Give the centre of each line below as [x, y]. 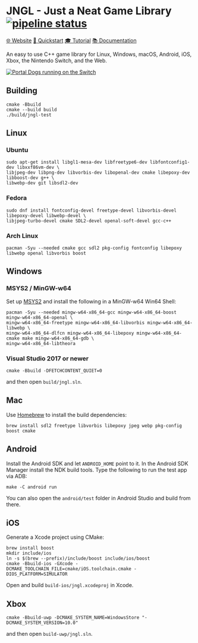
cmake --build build [32, 109]
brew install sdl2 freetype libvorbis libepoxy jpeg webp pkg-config [94, 426]
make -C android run [32, 487]
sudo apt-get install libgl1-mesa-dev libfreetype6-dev [77, 162]
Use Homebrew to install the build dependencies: [66, 415]
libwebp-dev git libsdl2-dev [42, 183]
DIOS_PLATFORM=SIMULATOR [37, 574]
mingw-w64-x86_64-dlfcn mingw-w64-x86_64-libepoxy [70, 333]
